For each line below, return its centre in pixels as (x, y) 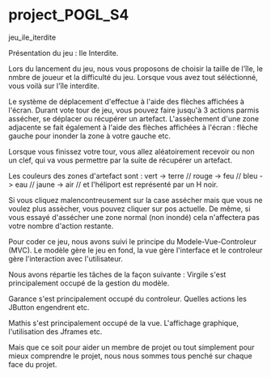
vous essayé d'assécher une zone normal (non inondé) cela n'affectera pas (134, 217)
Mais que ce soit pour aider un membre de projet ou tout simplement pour (131, 347)
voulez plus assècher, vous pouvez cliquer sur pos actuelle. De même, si (129, 209)
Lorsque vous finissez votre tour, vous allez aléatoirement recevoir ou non (131, 151)
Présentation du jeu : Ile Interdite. (64, 53)
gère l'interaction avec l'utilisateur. (66, 258)
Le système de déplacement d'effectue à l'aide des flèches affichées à (127, 101)
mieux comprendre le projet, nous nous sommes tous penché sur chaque (130, 356)
